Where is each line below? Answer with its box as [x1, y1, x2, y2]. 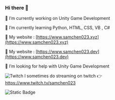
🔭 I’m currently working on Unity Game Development [5, 16, 110, 21]
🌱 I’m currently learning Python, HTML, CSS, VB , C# [5, 25, 110, 31]
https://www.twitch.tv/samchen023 [5, 80, 76, 86]
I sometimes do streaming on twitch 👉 [24, 73, 102, 79]
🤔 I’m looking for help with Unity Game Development [5, 63, 110, 69]
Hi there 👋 [5, 4, 29, 11]
